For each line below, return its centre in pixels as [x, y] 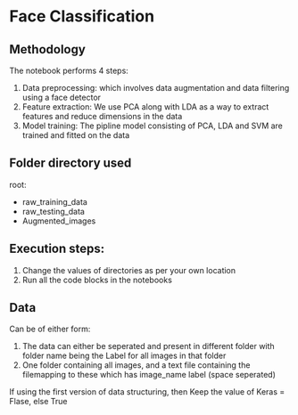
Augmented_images [59, 221]
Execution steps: [57, 249]
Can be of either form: [50, 329]
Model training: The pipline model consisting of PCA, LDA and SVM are [153, 126]
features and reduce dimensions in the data [102, 116]
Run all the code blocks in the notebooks [97, 280]
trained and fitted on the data [76, 135]
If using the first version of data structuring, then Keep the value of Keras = [147, 392]
